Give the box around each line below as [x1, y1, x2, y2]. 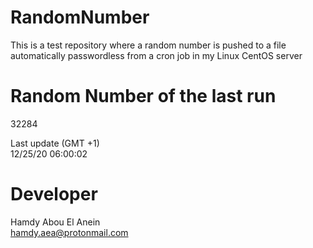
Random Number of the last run [10, 85, 277, 108]
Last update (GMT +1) [10, 137, 100, 149]
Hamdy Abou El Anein [10, 216, 101, 228]
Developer [10, 183, 98, 206]
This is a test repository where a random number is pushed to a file [10, 39, 287, 51]
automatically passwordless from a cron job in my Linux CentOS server [10, 49, 303, 61]
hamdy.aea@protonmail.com [10, 226, 129, 238]
